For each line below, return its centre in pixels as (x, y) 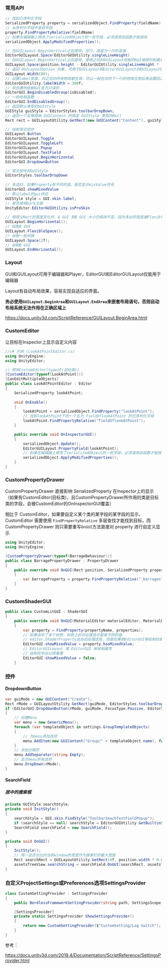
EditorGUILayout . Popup (29, 148)
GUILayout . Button (23, 134)
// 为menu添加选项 (40, 736)
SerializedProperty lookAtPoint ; (49, 393)
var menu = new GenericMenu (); (46, 723)
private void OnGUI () (28, 841)
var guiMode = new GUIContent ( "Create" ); (49, 699)
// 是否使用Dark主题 (24, 203)
